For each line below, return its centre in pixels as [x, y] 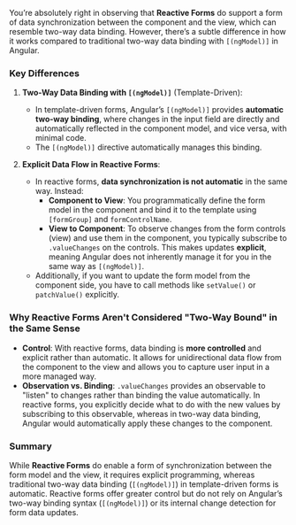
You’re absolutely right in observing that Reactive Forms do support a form [146, 13]
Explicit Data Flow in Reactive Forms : [91, 165]
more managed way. [59, 376]
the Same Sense [45, 328]
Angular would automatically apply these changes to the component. [147, 423]
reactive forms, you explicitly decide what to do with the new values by [151, 404]
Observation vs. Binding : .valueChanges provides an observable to [144, 385]
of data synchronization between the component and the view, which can [143, 22]
